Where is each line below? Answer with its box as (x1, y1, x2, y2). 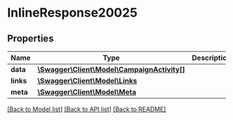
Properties (7, 33, 54, 44)
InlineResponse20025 (7, 5, 138, 21)
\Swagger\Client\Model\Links (37, 76, 137, 85)
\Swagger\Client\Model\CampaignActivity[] (37, 65, 186, 74)
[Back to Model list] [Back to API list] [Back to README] (7, 105, 166, 113)
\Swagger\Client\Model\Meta (37, 87, 137, 96)
